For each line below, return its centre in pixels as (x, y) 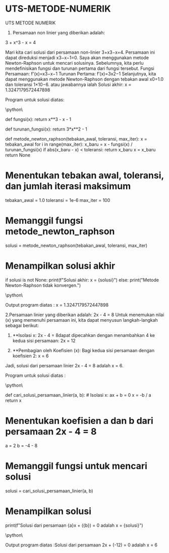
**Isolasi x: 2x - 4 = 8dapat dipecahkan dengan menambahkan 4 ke (84, 335)
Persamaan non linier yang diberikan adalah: (59, 32)
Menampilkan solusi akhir (60, 266)
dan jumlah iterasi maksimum (68, 186)
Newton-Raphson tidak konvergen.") (43, 285)
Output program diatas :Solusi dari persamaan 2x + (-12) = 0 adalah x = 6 (81, 545)
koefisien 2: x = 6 (31, 356)
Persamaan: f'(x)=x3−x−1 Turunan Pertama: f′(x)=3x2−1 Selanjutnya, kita (81, 73)
